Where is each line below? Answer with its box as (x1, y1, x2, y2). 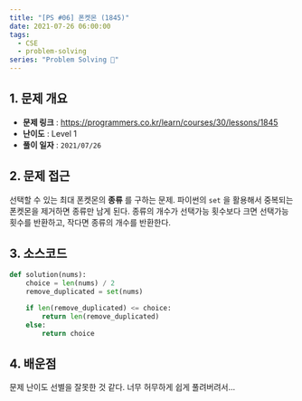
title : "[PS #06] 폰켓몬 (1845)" (9, 13, 129, 23)
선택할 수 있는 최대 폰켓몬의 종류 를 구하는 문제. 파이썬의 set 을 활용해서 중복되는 (9, 194, 294, 205)
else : (25, 320, 47, 329)
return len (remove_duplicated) (42, 311, 160, 321)
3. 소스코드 (9, 246, 68, 262)
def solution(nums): (9, 271, 88, 280)
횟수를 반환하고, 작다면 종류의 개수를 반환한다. (9, 216, 172, 227)
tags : (9, 30, 30, 39)
